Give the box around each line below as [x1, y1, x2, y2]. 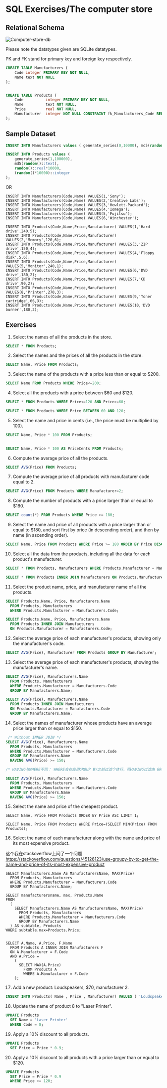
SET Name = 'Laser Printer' [10, 1018, 68, 1023]
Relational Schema [5, 23, 65, 32]
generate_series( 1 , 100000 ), [14, 156, 72, 161]
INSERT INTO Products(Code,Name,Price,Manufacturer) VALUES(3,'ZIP [5, 242, 148, 247]
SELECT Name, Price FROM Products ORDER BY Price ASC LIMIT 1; [5, 813, 139, 818]
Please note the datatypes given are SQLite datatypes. [5, 46, 117, 52]
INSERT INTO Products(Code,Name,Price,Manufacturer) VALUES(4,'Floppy [5, 250, 155, 255]
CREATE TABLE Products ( [5, 93, 57, 98]
